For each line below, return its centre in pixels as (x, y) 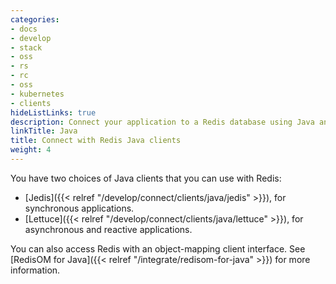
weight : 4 (31, 150)
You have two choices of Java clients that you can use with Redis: (146, 178)
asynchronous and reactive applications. (108, 229)
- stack (26, 47)
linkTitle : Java (44, 131)
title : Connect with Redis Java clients (96, 141)
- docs (24, 29)
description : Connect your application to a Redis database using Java (162, 122)
